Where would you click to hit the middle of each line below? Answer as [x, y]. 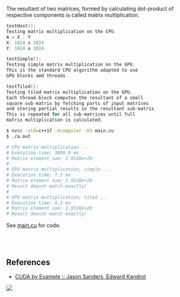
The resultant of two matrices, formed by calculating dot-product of [90, 9]
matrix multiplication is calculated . [55, 120]
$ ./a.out [19, 136]
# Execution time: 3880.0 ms [43, 153]
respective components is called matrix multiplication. [73, 15]
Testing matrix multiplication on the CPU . [61, 31]
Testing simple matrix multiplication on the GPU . [71, 65]
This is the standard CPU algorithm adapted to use [72, 70]
